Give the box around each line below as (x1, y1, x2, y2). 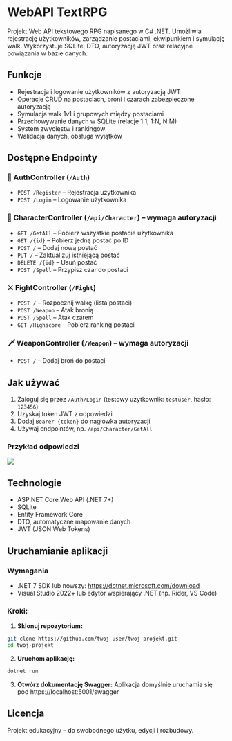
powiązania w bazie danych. (7, 49, 88, 57)
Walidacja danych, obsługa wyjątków (17, 132, 123, 140)
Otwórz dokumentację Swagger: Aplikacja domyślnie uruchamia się (17, 680, 213, 688)
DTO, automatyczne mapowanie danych (17, 517, 131, 526)
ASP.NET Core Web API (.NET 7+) (17, 496, 114, 504)
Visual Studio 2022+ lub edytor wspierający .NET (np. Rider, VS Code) (17, 589, 217, 597)
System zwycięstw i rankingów (17, 124, 106, 132)
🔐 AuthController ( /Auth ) (7, 172, 90, 182)
